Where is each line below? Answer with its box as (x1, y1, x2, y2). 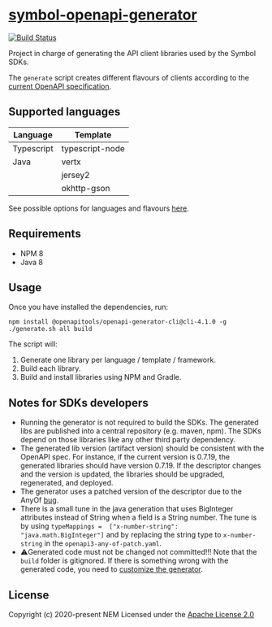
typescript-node (61, 142, 126, 154)
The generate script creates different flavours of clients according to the (8, 72, 249, 82)
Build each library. (19, 364, 81, 373)
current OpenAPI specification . (8, 81, 112, 91)
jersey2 (61, 169, 91, 181)
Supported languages (8, 105, 121, 119)
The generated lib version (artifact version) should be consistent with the (19, 443, 265, 453)
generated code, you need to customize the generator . (19, 564, 203, 574)
